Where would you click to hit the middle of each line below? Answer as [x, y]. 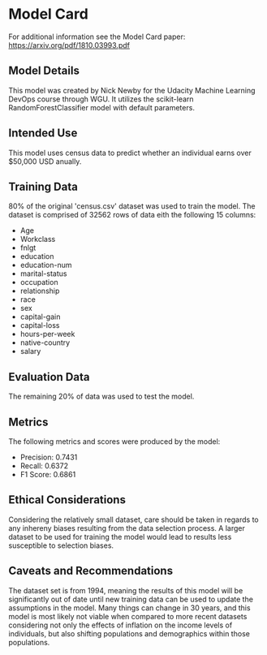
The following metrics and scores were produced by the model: [114, 442]
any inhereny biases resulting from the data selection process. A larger [127, 528]
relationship [40, 291]
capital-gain [40, 317]
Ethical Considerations [67, 500]
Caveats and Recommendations [90, 571]
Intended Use [43, 134]
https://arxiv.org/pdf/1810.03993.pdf [69, 45]
